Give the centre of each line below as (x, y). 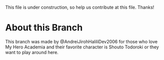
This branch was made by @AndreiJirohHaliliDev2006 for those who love (81, 41)
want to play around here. (32, 52)
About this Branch (44, 28)
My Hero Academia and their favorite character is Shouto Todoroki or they (82, 47)
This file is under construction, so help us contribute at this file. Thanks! (80, 7)
